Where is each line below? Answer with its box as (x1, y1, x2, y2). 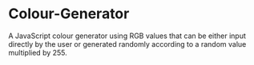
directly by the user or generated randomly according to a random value (8, 39, 247, 48)
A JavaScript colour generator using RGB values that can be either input (8, 31, 247, 40)
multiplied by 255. (8, 48, 68, 57)
